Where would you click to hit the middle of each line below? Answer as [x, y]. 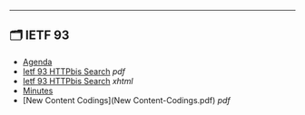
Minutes [38, 91]
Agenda [37, 62]
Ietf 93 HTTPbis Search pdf [74, 71]
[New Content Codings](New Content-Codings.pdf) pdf [127, 100]
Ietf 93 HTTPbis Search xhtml [78, 81]
